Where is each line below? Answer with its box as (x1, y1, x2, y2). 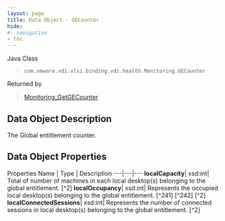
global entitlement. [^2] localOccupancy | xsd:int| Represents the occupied (7, 183, 218, 192)
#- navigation (7, 29, 48, 36)
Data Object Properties (7, 151, 107, 163)
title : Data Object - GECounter (7, 16, 99, 23)
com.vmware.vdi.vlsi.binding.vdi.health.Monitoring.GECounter (23, 68, 206, 75)
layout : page (7, 10, 45, 17)
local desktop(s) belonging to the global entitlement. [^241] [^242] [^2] (7, 191, 206, 199)
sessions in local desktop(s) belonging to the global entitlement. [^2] (7, 205, 200, 213)
